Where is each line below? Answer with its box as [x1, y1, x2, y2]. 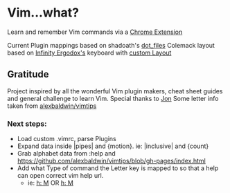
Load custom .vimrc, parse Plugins [17, 135, 116, 143]
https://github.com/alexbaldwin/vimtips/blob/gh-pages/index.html [17, 157, 206, 165]
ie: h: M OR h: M [27, 178, 74, 187]
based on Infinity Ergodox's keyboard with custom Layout [7, 48, 172, 57]
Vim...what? [7, 5, 80, 21]
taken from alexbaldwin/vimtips [7, 102, 97, 110]
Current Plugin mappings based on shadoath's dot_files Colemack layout [7, 41, 215, 49]
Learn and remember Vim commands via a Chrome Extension [7, 28, 183, 36]
